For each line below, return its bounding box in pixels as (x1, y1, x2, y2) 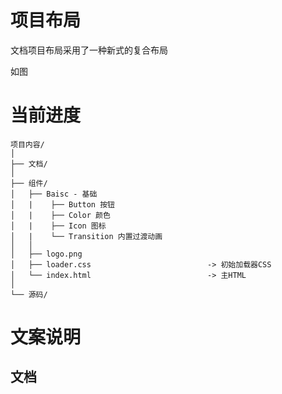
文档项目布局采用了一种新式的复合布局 (10, 44, 168, 56)
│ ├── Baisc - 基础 (10, 189, 98, 199)
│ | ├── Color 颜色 (10, 210, 111, 220)
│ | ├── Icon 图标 (10, 221, 107, 231)
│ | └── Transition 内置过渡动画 (10, 231, 163, 241)
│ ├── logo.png (10, 249, 83, 259)
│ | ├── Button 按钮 (10, 199, 115, 210)
